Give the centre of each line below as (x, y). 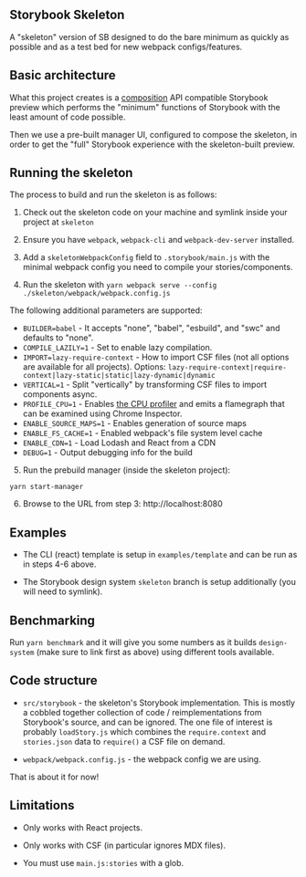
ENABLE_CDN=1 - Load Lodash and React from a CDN (119, 443)
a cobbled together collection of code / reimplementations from (142, 712)
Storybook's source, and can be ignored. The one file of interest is (148, 722)
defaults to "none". (58, 338)
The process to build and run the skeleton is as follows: (113, 194)
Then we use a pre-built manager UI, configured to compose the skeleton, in (153, 134)
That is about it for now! (54, 777)
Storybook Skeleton (67, 15)
